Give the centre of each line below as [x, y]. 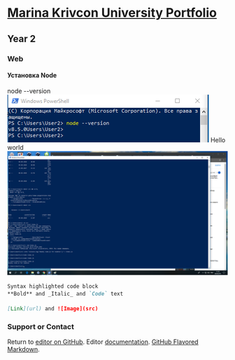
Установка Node [32, 76]
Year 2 [22, 39]
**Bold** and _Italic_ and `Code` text [65, 294]
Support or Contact [41, 326]
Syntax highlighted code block [53, 286]
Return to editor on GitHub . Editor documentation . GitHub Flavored [103, 342]
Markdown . [23, 349]
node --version [29, 91]
